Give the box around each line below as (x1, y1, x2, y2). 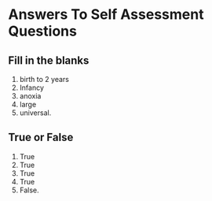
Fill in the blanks (8, 54, 90, 67)
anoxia (19, 91, 42, 100)
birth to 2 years (19, 75, 69, 84)
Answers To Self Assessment (8, 6, 204, 24)
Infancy (19, 83, 45, 92)
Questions (8, 22, 77, 40)
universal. (19, 108, 52, 117)
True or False (8, 131, 74, 144)
